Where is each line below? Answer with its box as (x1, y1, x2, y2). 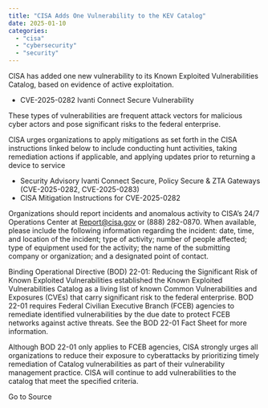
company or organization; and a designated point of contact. (8, 251, 209, 261)
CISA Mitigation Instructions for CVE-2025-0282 (19, 194, 181, 202)
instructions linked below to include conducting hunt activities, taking (8, 144, 238, 153)
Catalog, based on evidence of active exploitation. (8, 80, 174, 89)
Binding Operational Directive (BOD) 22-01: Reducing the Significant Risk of (8, 267, 258, 276)
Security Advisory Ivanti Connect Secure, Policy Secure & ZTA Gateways (19, 176, 261, 186)
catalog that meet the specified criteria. (8, 377, 139, 386)
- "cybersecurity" (15, 42, 78, 50)
